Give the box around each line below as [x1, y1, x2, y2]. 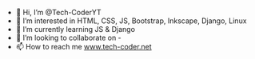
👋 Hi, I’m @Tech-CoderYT [15, 8, 102, 17]
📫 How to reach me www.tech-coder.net [15, 42, 152, 51]
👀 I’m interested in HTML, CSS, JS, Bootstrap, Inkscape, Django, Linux [15, 16, 247, 26]
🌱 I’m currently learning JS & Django [15, 25, 136, 33]
